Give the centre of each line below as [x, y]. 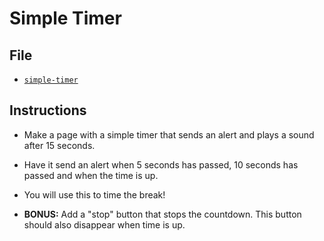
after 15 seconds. [59, 145]
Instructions [48, 110]
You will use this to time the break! [94, 194]
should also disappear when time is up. [104, 224]
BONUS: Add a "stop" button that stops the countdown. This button [162, 214]
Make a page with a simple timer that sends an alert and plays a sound [169, 134]
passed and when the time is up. [91, 175]
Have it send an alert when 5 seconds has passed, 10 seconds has [161, 164]
